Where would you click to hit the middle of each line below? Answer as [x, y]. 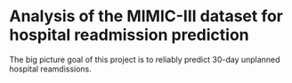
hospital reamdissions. [50, 69]
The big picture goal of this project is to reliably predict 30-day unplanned [145, 59]
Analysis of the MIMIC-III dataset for [146, 16]
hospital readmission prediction [129, 35]
